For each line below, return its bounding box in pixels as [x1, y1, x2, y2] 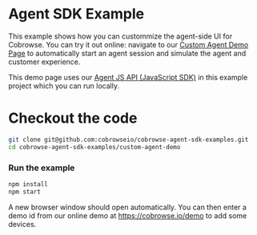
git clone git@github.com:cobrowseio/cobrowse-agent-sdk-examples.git [8, 136, 249, 144]
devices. [8, 219, 37, 229]
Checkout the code [8, 109, 138, 128]
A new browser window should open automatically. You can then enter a [8, 202, 247, 212]
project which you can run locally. [8, 81, 120, 91]
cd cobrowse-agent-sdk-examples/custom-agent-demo [8, 143, 181, 151]
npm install [8, 180, 48, 188]
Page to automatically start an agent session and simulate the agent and [8, 48, 247, 58]
